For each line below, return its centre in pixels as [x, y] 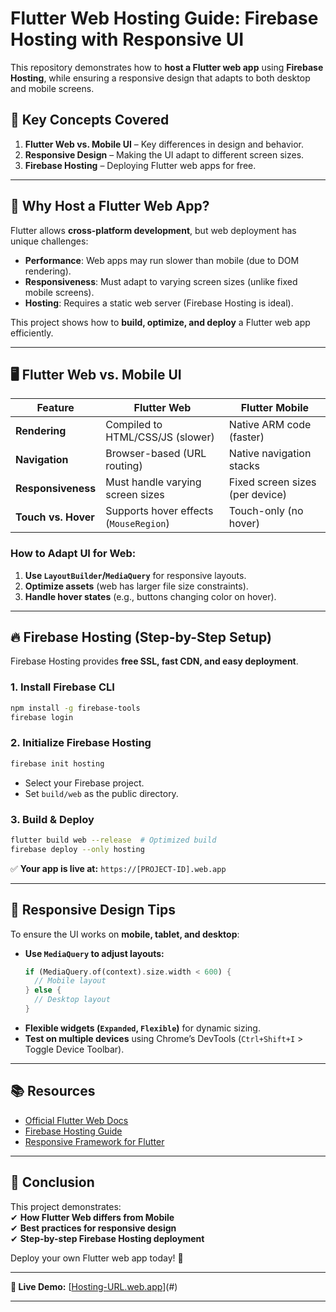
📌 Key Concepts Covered [90, 120]
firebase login [42, 717]
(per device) [257, 495]
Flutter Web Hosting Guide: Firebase [164, 18]
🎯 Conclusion [52, 1182]
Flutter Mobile [275, 408]
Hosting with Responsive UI [127, 39]
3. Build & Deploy [52, 819]
